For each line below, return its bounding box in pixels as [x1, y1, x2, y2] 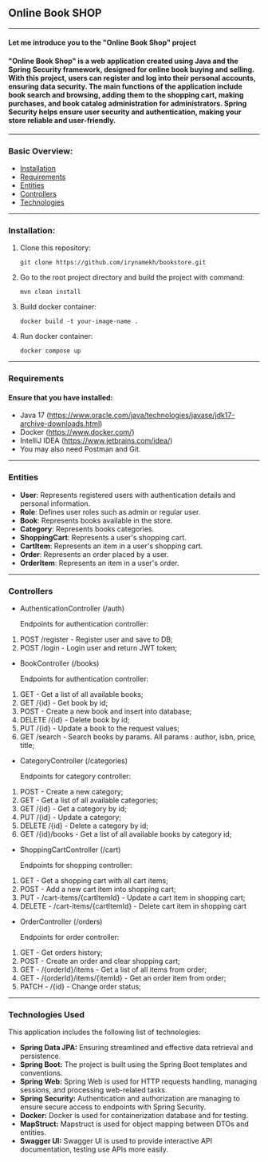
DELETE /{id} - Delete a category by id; [19, 821, 149, 830]
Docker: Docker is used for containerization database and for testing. [19, 1111, 249, 1120]
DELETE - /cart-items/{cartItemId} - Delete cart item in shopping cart [19, 901, 247, 910]
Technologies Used [8, 1009, 85, 1020]
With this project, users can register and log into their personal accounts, [8, 74, 256, 82]
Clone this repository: [19, 243, 91, 253]
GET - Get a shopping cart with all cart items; [19, 875, 169, 885]
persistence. [19, 1051, 61, 1061]
